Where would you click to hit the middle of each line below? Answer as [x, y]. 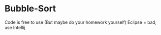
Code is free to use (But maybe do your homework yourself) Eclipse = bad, [80, 22]
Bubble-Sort [30, 9]
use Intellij [15, 27]
